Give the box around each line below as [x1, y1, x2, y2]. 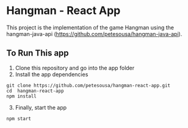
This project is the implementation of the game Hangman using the [6, 24, 174, 31]
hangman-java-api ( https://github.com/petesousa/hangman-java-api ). [6, 30, 183, 37]
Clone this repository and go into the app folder [15, 64, 135, 71]
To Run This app [6, 48, 69, 59]
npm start [6, 115, 32, 122]
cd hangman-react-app [6, 88, 64, 94]
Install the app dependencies [15, 71, 89, 78]
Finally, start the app [15, 104, 67, 111]
